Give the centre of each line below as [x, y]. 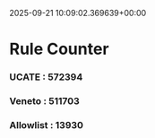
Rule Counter [59, 49]
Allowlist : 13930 [46, 125]
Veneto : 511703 [45, 101]
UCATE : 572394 [46, 77]
